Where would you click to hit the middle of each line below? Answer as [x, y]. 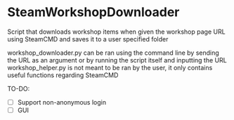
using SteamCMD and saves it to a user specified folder [88, 39]
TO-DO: [19, 88]
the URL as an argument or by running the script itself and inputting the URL [117, 60]
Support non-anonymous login [62, 102]
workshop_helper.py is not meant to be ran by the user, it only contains [110, 67]
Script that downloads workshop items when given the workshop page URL [117, 32]
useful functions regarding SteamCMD [63, 75]
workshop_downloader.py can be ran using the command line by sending [113, 53]
